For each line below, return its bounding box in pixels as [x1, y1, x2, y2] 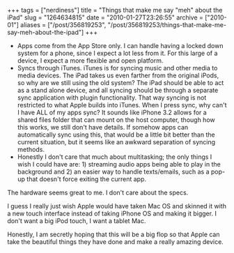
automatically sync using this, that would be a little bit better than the [17, 130, 215, 139]
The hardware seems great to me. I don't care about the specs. [7, 188, 189, 197]
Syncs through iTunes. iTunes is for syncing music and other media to [17, 64, 218, 72]
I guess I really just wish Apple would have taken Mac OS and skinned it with [7, 202, 226, 210]
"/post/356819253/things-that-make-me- [107, 21, 226, 29]
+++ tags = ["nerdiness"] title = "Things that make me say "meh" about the [7, 6, 223, 14]
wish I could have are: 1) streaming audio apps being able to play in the [17, 160, 221, 168]
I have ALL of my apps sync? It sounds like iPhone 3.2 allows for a [17, 108, 207, 116]
